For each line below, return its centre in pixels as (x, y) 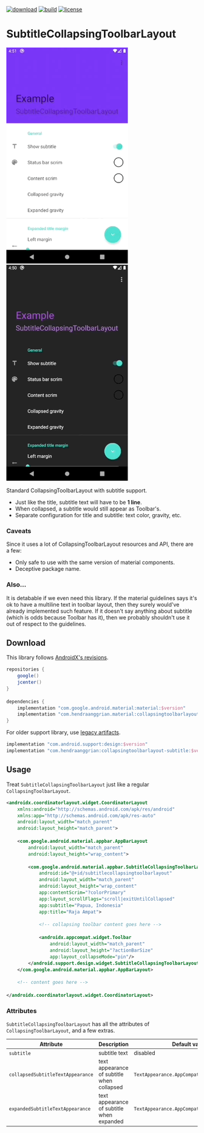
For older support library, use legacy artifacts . (63, 733)
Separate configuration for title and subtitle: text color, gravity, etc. (98, 515)
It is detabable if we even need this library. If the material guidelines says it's (102, 598)
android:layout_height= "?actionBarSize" (101, 950)
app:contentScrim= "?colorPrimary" (82, 893)
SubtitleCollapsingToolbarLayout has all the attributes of (78, 1024)
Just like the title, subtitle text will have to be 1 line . (78, 502)
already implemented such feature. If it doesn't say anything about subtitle (99, 611)
